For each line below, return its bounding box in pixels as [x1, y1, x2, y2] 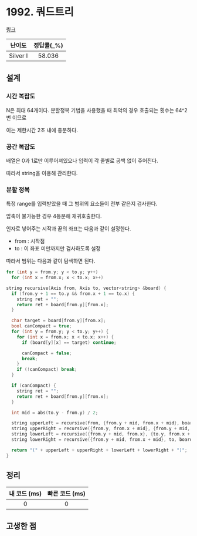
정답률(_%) [33, 41, 63, 49]
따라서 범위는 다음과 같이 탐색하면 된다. [6, 257, 96, 264]
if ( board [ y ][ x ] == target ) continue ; [21, 339, 117, 346]
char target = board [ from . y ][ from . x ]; [11, 318, 107, 324]
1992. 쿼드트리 [6, 5, 74, 19]
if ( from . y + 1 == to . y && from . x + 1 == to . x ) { [11, 290, 135, 297]
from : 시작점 [14, 237, 45, 244]
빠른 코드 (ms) [47, 489, 86, 497]
